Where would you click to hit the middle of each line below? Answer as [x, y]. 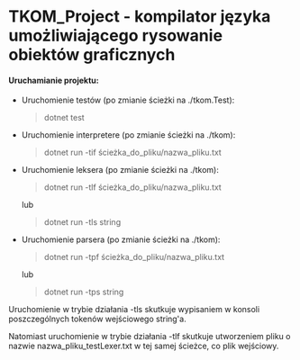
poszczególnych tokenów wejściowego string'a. [97, 319]
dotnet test [64, 118]
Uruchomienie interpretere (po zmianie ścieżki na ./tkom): [128, 135]
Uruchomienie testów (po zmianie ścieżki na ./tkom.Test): [128, 100]
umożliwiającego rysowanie [115, 36]
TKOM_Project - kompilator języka [140, 17]
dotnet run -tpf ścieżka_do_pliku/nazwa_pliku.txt [134, 257]
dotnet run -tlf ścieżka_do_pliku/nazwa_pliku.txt [132, 187]
